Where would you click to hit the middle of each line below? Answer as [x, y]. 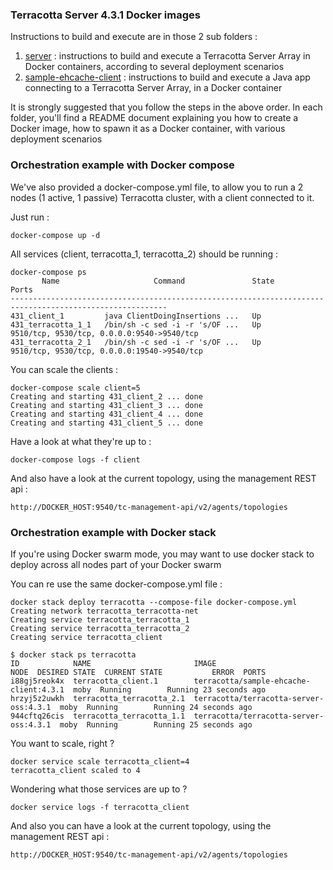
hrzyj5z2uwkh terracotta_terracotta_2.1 [98, 698]
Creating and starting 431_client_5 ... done [106, 423]
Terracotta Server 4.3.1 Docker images [105, 15]
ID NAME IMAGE [113, 663]
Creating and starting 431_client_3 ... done [106, 405]
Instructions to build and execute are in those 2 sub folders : [134, 37]
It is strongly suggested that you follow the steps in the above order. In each [166, 107]
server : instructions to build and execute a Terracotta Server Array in [167, 56]
